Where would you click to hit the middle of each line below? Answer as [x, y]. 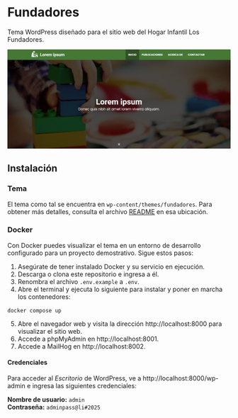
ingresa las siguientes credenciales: [84, 386]
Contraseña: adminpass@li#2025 [54, 407]
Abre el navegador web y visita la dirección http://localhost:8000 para [120, 324]
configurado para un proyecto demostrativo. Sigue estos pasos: [100, 253]
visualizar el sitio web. [50, 331]
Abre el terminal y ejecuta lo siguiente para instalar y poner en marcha [120, 289]
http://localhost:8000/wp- [181, 378]
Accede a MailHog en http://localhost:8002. [81, 346]
